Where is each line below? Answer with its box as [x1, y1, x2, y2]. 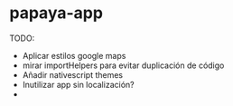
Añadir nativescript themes [22, 69, 124, 80]
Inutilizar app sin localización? [22, 79, 135, 90]
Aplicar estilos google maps [22, 50, 126, 61]
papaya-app [9, 3, 104, 24]
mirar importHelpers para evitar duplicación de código [22, 60, 225, 71]
